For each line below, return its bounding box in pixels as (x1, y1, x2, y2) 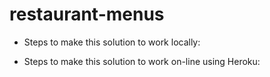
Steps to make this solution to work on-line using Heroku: (23, 55, 261, 67)
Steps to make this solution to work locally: (23, 36, 201, 48)
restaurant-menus (9, 3, 165, 26)
